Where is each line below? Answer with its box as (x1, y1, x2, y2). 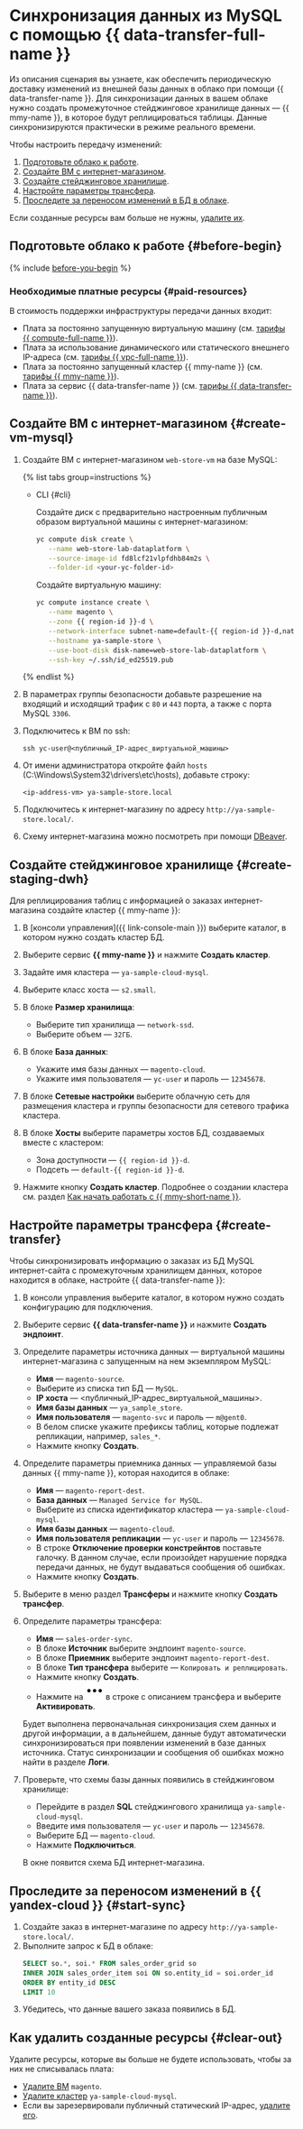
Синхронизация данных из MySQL (9, 5, 282, 26)
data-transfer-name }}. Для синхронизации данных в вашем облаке (9, 92, 269, 104)
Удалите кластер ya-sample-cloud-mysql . (22, 2090, 178, 2102)
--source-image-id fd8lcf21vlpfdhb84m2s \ (48, 554, 210, 563)
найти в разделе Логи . (22, 1756, 110, 1768)
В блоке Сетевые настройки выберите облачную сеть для (22, 1091, 251, 1101)
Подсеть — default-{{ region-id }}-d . (35, 1165, 185, 1175)
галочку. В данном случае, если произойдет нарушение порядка (35, 1553, 287, 1563)
